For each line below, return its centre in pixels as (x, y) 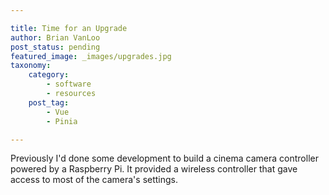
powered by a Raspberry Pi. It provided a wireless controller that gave (154, 169)
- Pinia (62, 121)
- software (69, 84)
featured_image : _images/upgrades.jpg (91, 56)
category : (49, 75)
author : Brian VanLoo (55, 37)
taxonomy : (31, 66)
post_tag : (49, 102)
